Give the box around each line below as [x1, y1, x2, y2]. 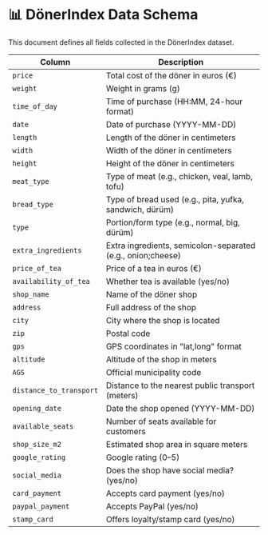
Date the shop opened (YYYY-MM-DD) [105, 402, 255, 413]
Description [158, 56, 204, 67]
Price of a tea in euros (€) [105, 262, 202, 273]
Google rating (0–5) [105, 452, 180, 463]
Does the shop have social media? [105, 465, 234, 476]
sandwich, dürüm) [105, 204, 174, 215]
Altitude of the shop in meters [105, 353, 217, 365]
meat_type [12, 177, 49, 186]
